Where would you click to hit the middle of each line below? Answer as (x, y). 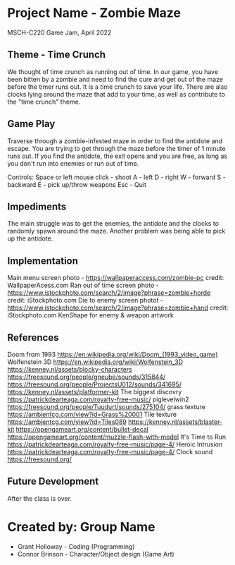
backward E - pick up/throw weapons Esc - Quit (77, 184)
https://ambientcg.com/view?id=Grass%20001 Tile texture (92, 414)
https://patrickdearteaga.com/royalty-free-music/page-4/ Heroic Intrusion (115, 444)
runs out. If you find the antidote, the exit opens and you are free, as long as (117, 156)
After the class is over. (40, 498)
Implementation (43, 261)
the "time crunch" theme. (44, 102)
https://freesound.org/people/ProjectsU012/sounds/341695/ (94, 384)
